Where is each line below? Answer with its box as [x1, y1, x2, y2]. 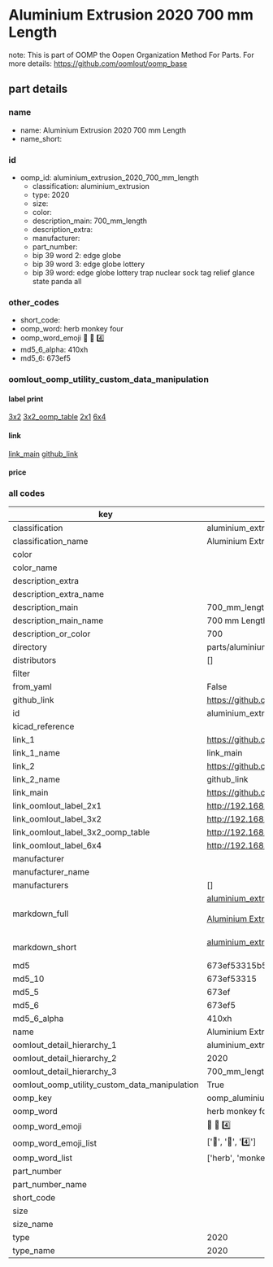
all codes [8, 488, 45, 499]
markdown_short [12, 942, 77, 954]
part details [8, 82, 68, 96]
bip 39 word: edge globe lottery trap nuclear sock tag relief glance [32, 267, 255, 278]
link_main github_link [8, 449, 79, 458]
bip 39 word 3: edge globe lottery [32, 259, 145, 269]
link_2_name [12, 774, 61, 785]
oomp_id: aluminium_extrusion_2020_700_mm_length [19, 173, 199, 182]
